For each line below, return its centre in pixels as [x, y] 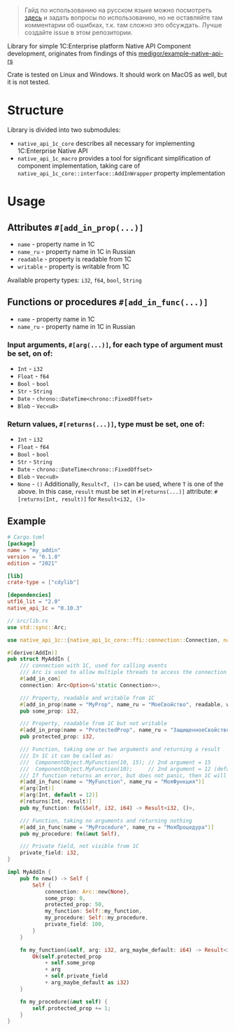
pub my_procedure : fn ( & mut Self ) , [70, 834]
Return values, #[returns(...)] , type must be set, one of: [106, 424]
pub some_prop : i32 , [50, 711]
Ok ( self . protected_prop [67, 957]
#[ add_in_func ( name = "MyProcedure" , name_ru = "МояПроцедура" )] [117, 827]
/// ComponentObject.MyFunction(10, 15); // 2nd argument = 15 [115, 762]
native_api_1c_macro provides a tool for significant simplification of [114, 158]
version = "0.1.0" [34, 557]
